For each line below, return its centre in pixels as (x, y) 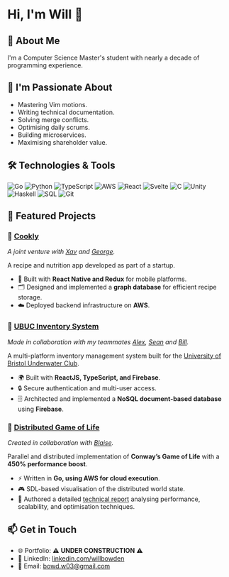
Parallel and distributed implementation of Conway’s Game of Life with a (113, 456)
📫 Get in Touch (42, 530)
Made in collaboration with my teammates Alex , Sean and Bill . (98, 342)
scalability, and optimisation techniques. (76, 506)
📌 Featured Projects (52, 216)
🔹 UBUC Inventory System (53, 326)
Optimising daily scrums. (54, 127)
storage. (30, 297)
